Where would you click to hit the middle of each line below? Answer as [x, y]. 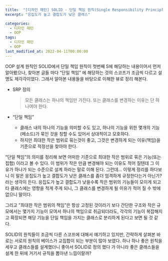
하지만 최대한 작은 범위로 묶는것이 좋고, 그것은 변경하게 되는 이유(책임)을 [90, 140]
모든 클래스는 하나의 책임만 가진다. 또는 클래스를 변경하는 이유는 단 [89, 100]
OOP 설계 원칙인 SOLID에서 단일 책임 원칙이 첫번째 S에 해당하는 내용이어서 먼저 [83, 66]
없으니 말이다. [19, 194]
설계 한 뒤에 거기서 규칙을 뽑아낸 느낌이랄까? [48, 253]
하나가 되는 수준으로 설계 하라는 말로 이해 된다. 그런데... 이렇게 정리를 [81, 169]
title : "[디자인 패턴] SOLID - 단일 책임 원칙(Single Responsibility [74, 10]
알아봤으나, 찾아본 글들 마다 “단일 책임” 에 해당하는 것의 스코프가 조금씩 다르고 [81, 72]
